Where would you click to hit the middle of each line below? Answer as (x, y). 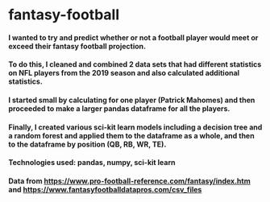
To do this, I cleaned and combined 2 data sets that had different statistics (135, 64)
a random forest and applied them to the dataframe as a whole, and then (132, 135)
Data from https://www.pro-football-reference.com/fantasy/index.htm (130, 181)
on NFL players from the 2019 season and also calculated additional (124, 73)
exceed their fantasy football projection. (77, 46)
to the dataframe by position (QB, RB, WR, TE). (87, 144)
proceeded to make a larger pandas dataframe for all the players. (119, 108)
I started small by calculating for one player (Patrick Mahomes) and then (132, 100)
